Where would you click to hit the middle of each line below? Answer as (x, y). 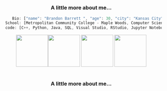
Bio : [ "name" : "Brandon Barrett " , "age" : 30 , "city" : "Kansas (81, 18)
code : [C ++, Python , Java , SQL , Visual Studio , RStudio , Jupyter (76, 28)
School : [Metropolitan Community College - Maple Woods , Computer (77, 23)
